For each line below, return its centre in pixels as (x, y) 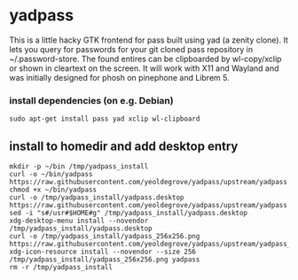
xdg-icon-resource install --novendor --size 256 (103, 252)
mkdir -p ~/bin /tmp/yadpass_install (79, 167)
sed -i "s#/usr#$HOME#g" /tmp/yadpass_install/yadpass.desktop (129, 214)
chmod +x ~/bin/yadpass (53, 190)
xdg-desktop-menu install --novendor (79, 221)
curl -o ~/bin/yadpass (51, 175)
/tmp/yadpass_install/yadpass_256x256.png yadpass (105, 260)
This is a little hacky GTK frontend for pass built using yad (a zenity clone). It (149, 40)
